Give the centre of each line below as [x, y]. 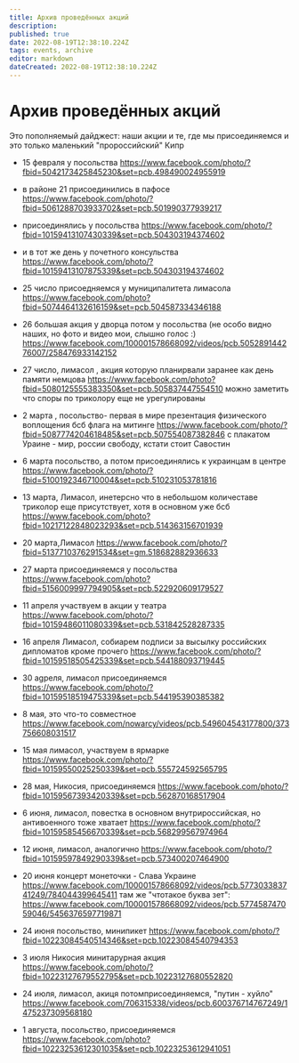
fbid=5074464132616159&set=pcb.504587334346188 [121, 307]
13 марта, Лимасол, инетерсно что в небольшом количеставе [140, 497]
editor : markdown [41, 59]
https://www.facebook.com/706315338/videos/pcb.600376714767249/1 [155, 1003]
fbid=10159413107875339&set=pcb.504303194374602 [123, 270]
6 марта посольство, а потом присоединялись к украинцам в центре [154, 461]
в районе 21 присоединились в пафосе [96, 189]
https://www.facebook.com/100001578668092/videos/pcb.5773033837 [154, 885]
